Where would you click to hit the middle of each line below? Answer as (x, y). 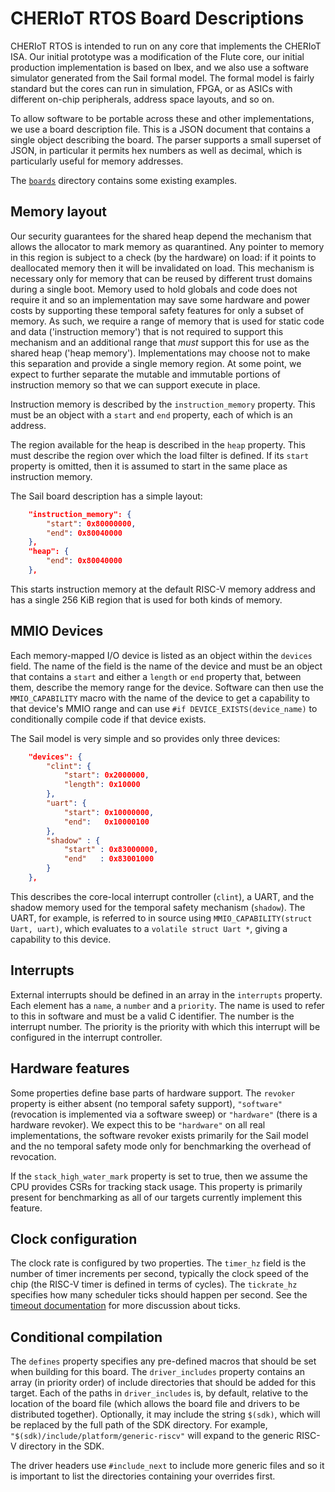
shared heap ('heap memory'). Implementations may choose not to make (160, 353)
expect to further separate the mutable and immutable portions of (145, 374)
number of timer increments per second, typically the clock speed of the (159, 1274)
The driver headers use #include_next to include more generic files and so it (167, 1466)
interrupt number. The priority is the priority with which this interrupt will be (165, 1026)
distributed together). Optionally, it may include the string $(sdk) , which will (165, 1414)
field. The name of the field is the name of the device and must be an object (166, 666)
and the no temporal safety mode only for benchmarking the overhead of (161, 1146)
